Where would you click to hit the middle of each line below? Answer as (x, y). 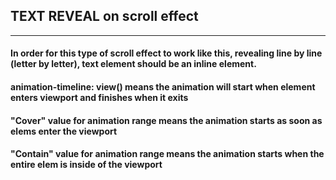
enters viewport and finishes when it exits (99, 97)
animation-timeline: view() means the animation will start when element (163, 87)
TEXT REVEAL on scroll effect (104, 16)
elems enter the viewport (64, 131)
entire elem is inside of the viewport (86, 165)
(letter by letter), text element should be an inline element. (133, 64)
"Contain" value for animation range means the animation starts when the (167, 154)
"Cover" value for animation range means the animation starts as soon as (166, 120)
